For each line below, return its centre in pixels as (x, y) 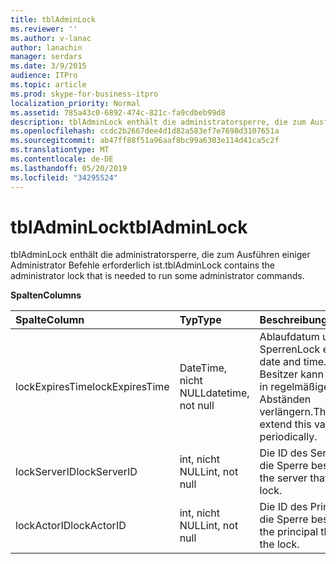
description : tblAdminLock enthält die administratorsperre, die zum (158, 122)
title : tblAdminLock (53, 19)
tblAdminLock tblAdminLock (129, 227)
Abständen (285, 399)
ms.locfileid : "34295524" (64, 177)
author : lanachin (46, 47)
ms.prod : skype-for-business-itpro (84, 94)
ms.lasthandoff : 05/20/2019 (69, 168)
